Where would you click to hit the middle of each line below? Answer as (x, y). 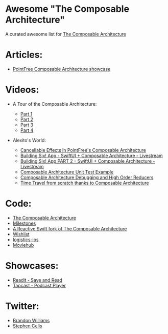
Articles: (24, 55)
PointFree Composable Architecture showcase (62, 69)
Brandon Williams (31, 320)
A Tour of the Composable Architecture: (55, 104)
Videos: (22, 90)
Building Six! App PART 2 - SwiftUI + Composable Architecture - (88, 161)
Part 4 (27, 130)
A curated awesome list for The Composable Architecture (66, 34)
